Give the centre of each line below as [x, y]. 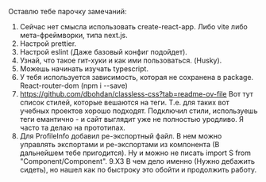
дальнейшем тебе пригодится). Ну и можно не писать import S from [135, 153]
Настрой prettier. [48, 44]
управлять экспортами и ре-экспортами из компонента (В [120, 144]
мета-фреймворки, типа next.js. [74, 35]
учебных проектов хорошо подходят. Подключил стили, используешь [139, 111]
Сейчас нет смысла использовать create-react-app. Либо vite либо [133, 27]
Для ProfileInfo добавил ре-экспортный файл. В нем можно [121, 136]
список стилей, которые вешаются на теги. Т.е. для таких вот [125, 102]
